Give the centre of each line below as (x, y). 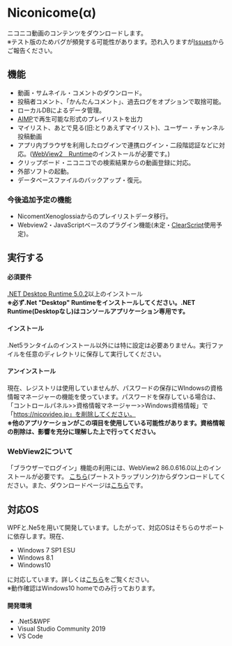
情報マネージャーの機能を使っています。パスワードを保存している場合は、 (113, 397)
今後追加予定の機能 (39, 200)
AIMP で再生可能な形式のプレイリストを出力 (80, 119)
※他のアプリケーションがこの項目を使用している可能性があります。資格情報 (116, 423)
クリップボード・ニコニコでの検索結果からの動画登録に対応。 (106, 163)
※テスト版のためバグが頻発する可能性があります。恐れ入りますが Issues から (116, 42)
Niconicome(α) (52, 13)
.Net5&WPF (34, 622)
